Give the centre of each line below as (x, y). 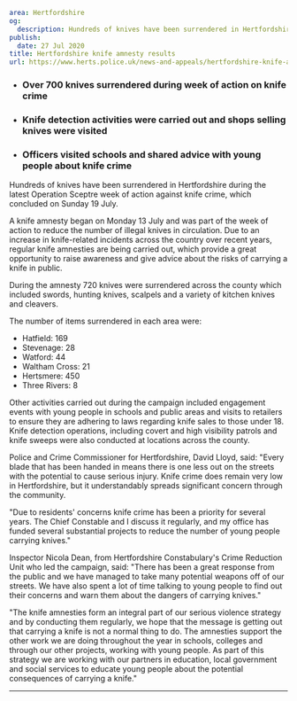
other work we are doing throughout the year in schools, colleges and (136, 641)
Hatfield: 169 (45, 339)
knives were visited (65, 130)
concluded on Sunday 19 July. (64, 204)
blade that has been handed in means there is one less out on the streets (142, 467)
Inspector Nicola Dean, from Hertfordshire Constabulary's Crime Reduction (146, 557)
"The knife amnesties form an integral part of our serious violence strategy (145, 612)
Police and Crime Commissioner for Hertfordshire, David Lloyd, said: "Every (147, 457)
